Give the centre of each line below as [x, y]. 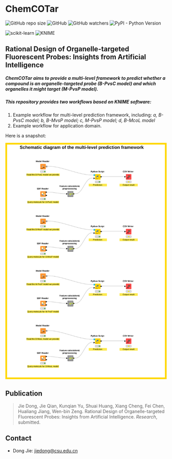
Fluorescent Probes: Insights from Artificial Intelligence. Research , [88, 417]
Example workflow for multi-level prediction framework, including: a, [85, 115]
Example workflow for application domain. [57, 125]
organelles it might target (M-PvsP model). [52, 89]
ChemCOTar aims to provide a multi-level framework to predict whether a [85, 78]
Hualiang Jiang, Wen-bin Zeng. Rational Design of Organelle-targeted [91, 411]
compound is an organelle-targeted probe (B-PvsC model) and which [81, 83]
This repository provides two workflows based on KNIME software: [79, 102]
